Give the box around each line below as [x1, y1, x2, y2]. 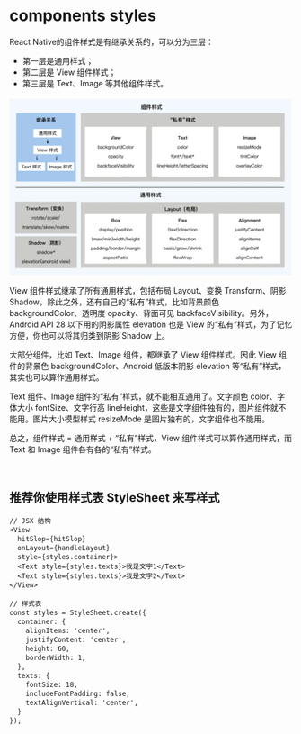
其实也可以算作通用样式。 [9, 371, 104, 383]
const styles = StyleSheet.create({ [9, 608, 146, 617]
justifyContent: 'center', [25, 635, 127, 644]
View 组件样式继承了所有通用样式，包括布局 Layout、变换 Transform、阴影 [9, 285, 287, 295]
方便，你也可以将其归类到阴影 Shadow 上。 [9, 330, 171, 340]
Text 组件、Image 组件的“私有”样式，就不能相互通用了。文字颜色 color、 [9, 391, 278, 402]
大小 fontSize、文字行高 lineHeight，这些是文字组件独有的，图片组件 [16, 402, 271, 412]
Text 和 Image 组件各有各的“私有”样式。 [9, 443, 157, 455]
